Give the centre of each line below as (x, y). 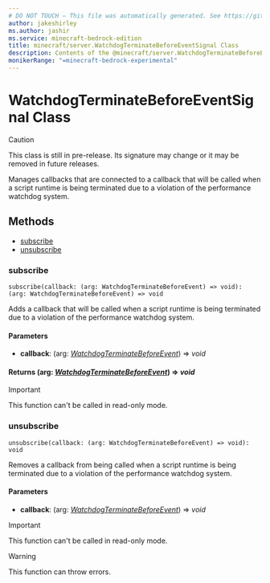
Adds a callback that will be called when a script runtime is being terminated (135, 308)
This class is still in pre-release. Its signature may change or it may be (124, 155)
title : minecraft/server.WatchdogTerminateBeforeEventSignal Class (124, 46)
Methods (31, 222)
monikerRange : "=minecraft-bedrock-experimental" (93, 61)
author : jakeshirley (43, 23)
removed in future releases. (54, 163)
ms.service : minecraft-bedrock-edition (75, 38)
